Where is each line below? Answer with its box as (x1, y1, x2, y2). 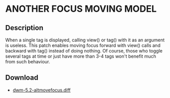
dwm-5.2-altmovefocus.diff (12, 87, 71, 93)
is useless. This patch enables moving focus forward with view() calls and (5, 42, 161, 48)
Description (5, 23, 43, 32)
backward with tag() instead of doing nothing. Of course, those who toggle (5, 48, 163, 54)
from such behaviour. (5, 59, 50, 64)
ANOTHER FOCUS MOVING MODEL (5, 3, 157, 15)
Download (5, 73, 38, 82)
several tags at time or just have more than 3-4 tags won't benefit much (5, 53, 157, 59)
